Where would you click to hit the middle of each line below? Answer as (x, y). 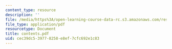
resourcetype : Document (31, 29)
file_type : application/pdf (35, 24)
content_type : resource (31, 10)
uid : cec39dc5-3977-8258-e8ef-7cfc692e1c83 (52, 39)
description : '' (23, 15)
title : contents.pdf (27, 34)
